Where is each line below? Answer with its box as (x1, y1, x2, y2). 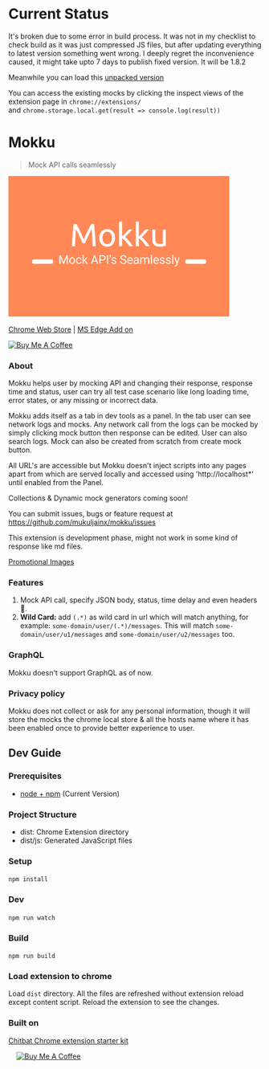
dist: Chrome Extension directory (19, 827, 129, 837)
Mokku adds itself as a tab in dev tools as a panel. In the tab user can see (8, 411, 251, 421)
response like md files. (8, 541, 83, 551)
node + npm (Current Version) (19, 789, 120, 798)
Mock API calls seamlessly (27, 160, 116, 169)
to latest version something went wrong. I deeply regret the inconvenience (8, 48, 255, 58)
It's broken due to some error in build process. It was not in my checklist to (8, 31, 256, 41)
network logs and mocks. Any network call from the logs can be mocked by (8, 419, 259, 430)
